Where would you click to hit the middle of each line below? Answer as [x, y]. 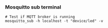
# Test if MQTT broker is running [40, 17]
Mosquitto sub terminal [33, 7]
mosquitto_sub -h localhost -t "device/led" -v [54, 21]
